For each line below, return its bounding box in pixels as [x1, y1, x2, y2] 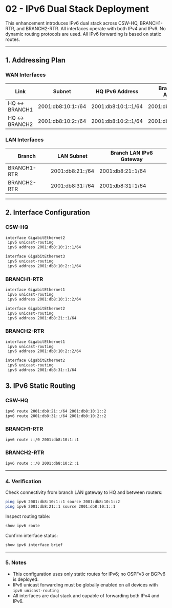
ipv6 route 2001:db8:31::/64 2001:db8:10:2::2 [5, 413, 106, 419]
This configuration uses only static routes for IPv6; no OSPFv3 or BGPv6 [12, 571, 166, 577]
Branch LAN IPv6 [110, 149, 153, 156]
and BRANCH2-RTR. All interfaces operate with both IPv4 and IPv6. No [16, 25, 166, 31]
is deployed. [12, 576, 39, 582]
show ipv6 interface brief [5, 542, 63, 548]
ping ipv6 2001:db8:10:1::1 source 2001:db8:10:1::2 [5, 500, 120, 505]
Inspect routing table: [5, 513, 50, 519]
